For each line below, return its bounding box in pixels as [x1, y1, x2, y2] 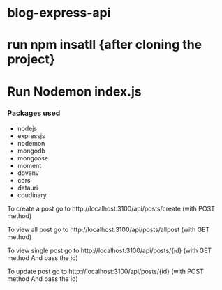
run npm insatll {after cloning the [7, 37, 202, 53]
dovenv [17, 169, 40, 177]
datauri [17, 183, 38, 192]
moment [17, 161, 42, 169]
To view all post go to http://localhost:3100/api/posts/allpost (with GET [7, 225, 210, 234]
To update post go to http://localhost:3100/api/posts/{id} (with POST [7, 267, 204, 275]
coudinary [17, 190, 47, 199]
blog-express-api [7, 5, 111, 21]
